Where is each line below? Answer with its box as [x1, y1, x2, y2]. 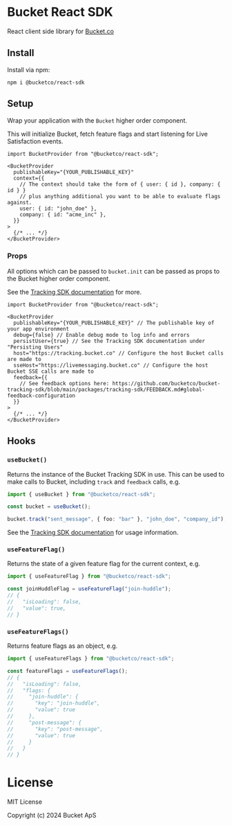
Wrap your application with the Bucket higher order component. [7, 116, 188, 125]
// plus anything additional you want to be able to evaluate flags [19, 193, 221, 200]
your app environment [7, 325, 70, 333]
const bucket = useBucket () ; [7, 503, 91, 510]
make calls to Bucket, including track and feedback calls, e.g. [7, 477, 181, 486]
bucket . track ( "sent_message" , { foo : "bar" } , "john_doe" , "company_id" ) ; [7, 516, 227, 523]
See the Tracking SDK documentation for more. [7, 288, 142, 296]
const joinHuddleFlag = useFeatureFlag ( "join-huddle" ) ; [7, 586, 171, 592]
